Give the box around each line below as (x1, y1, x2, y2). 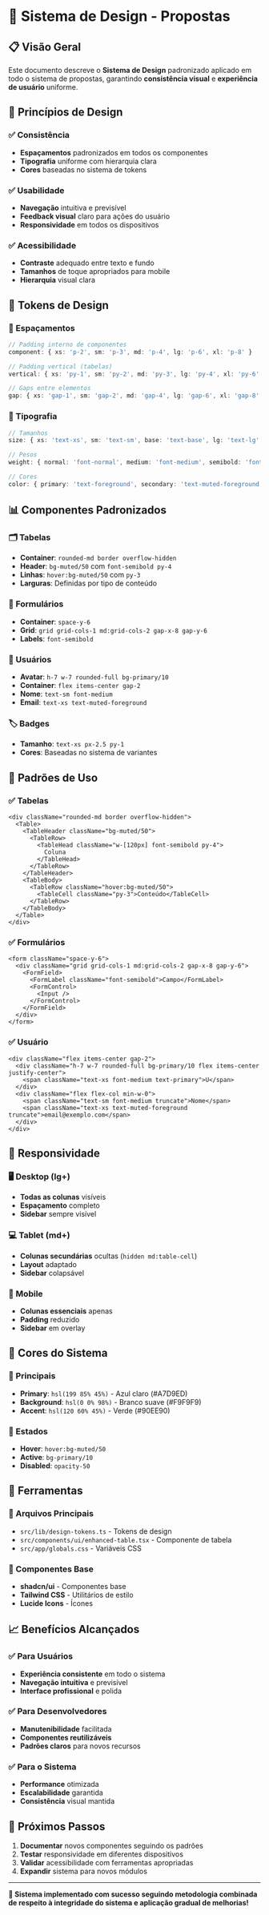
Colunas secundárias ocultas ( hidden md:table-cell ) (19, 1251, 198, 1261)
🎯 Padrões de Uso (8, 770, 98, 784)
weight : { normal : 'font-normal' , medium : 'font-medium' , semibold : (8, 458, 242, 467)
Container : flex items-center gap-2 (19, 681, 141, 690)
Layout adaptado (19, 1259, 78, 1269)
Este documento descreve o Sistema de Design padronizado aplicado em (8, 66, 252, 74)
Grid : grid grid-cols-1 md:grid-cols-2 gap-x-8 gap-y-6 (19, 625, 208, 635)
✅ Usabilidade (8, 184, 65, 195)
